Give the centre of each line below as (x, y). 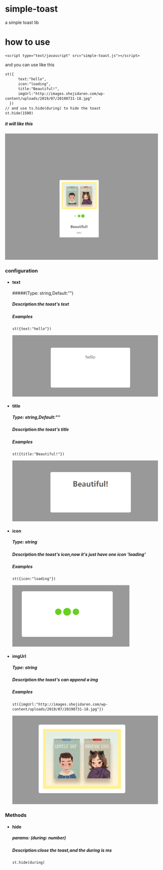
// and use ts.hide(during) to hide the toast (53, 108)
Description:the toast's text (41, 304)
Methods (16, 815)
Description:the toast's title (41, 430)
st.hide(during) (28, 863)
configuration (22, 271)
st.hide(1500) (19, 113)
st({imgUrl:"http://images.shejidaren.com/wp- (60, 704)
